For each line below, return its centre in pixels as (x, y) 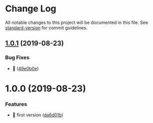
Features (16, 104)
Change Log (31, 9)
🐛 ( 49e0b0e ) (25, 68)
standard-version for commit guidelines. (46, 27)
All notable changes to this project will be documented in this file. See (77, 22)
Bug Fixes (17, 58)
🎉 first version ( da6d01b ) (38, 115)
